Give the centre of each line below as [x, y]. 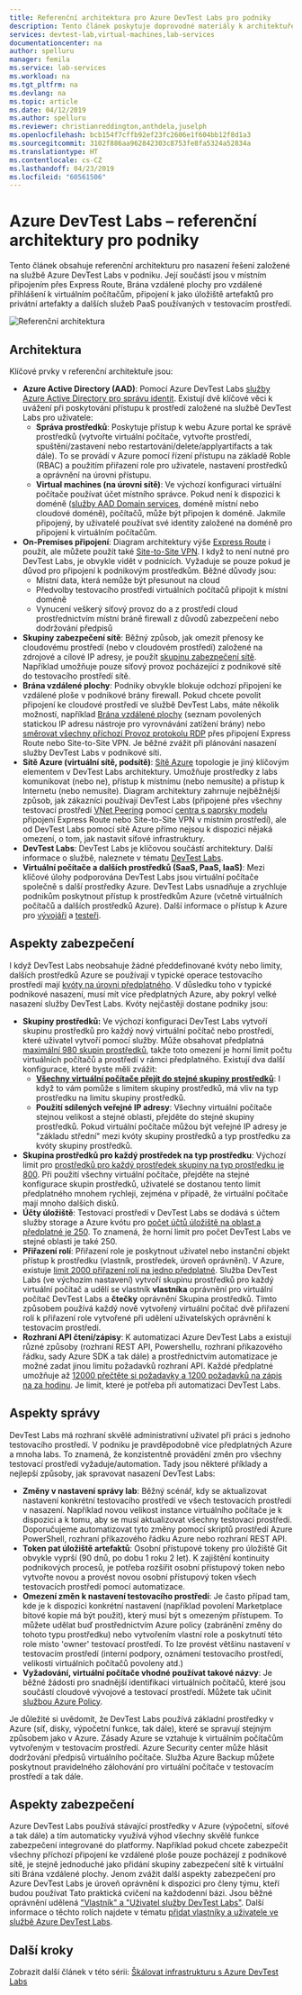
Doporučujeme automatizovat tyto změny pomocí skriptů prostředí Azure [157, 1529]
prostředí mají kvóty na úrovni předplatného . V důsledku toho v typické [141, 984]
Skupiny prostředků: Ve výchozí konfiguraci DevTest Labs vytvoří [145, 1021]
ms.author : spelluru [48, 118]
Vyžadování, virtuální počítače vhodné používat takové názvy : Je [147, 1672]
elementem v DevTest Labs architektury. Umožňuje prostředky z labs [150, 772]
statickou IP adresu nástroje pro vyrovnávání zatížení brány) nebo [144, 724]
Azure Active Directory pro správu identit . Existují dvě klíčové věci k [147, 398]
